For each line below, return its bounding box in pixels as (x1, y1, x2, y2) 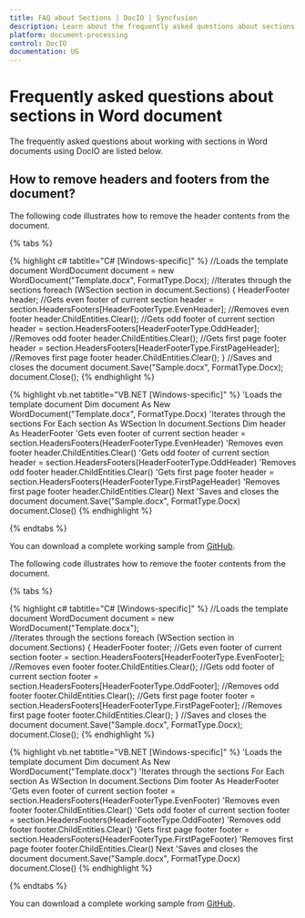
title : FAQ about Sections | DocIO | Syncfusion (9, 13, 198, 23)
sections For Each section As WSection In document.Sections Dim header (9, 418, 287, 429)
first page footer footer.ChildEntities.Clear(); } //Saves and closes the (9, 709, 267, 720)
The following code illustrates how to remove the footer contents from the (9, 557, 287, 569)
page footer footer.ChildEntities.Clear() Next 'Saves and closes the (9, 843, 259, 854)
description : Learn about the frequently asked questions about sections (9, 22, 296, 31)
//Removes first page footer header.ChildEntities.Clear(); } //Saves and (9, 352, 273, 362)
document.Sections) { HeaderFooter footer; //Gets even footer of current (9, 641, 282, 652)
